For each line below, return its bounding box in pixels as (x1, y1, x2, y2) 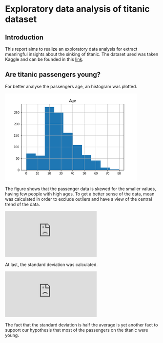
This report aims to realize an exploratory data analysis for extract (5, 46, 138, 52)
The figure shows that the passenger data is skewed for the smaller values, (5, 186, 156, 191)
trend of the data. (5, 201, 41, 207)
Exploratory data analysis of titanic (5, 3, 150, 15)
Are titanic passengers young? (5, 71, 101, 79)
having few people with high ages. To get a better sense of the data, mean (5, 191, 155, 197)
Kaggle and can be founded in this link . (5, 57, 84, 62)
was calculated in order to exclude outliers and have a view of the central (5, 196, 152, 202)
